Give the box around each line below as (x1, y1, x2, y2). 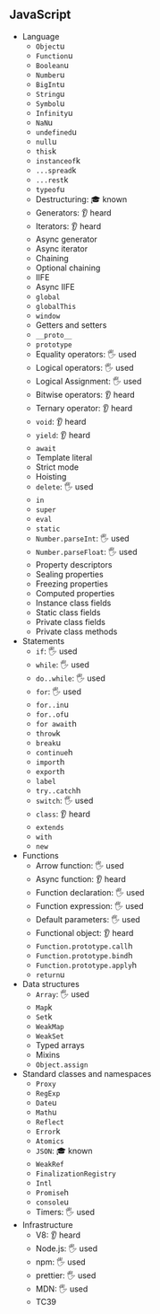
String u (35, 88, 65, 99)
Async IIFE (35, 281, 75, 292)
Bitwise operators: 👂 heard (35, 389, 136, 400)
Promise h (35, 1186, 69, 1197)
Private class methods (35, 626, 118, 637)
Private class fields (35, 616, 105, 627)
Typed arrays (35, 1039, 85, 1050)
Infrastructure (21, 1219, 73, 1230)
